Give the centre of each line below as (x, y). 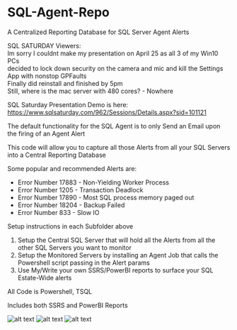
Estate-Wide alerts (45, 277)
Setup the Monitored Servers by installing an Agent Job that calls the (118, 255)
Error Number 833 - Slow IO (59, 212)
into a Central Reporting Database (57, 155)
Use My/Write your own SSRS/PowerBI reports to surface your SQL (115, 270)
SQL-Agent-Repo (58, 12)
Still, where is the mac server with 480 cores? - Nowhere (90, 91)
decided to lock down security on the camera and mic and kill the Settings (115, 68)
